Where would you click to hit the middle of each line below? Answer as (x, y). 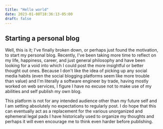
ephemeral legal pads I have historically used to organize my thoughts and (80, 116)
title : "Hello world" (27, 9)
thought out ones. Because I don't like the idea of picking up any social (76, 71)
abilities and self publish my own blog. (43, 92)
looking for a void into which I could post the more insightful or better (74, 66)
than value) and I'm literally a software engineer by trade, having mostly (77, 81)
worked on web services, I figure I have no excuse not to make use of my (78, 86)
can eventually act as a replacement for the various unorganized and (74, 111)
